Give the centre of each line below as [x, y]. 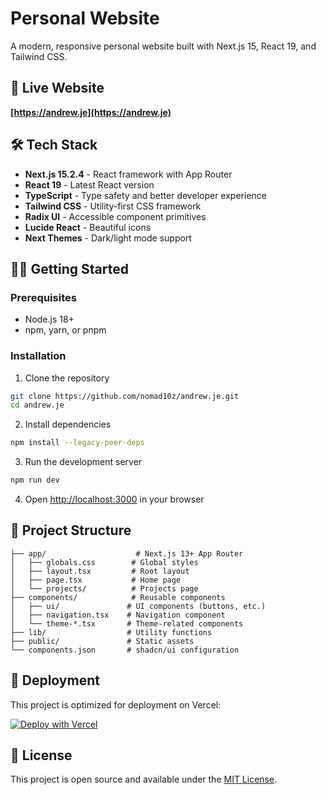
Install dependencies [68, 424]
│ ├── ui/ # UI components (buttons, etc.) [138, 606]
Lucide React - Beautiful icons [88, 227]
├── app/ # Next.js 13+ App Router [127, 553]
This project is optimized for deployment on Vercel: [116, 704]
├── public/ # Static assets [102, 641]
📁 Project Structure [71, 530]
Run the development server [83, 462]
